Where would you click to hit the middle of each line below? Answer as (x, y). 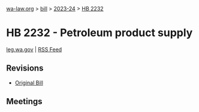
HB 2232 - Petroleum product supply (99, 33)
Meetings (25, 102)
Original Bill (29, 83)
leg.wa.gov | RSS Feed (34, 49)
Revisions (25, 68)
